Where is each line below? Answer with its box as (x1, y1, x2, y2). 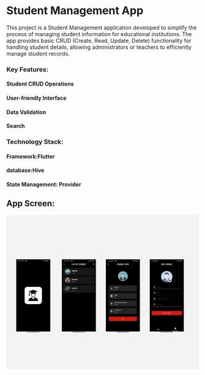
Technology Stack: (6, 138, 64, 146)
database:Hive (6, 166, 45, 174)
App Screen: (6, 198, 55, 209)
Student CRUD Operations (6, 80, 75, 87)
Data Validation (6, 108, 47, 116)
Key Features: (6, 65, 49, 73)
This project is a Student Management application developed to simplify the (6, 24, 197, 31)
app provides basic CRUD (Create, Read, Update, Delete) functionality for (6, 37, 192, 44)
